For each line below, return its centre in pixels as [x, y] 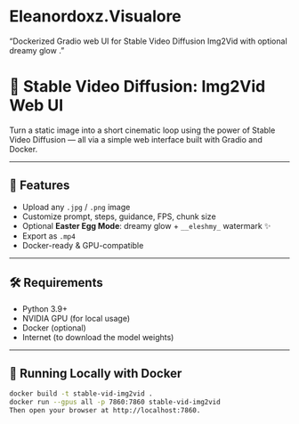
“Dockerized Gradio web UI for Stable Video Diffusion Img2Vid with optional [148, 41]
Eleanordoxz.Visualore [96, 16]
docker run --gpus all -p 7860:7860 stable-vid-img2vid [115, 403]
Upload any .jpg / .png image [76, 207]
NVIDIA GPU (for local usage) [76, 318]
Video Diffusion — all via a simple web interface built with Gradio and [136, 139]
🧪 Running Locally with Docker [96, 373]
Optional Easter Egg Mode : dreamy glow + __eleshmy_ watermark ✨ [146, 225]
